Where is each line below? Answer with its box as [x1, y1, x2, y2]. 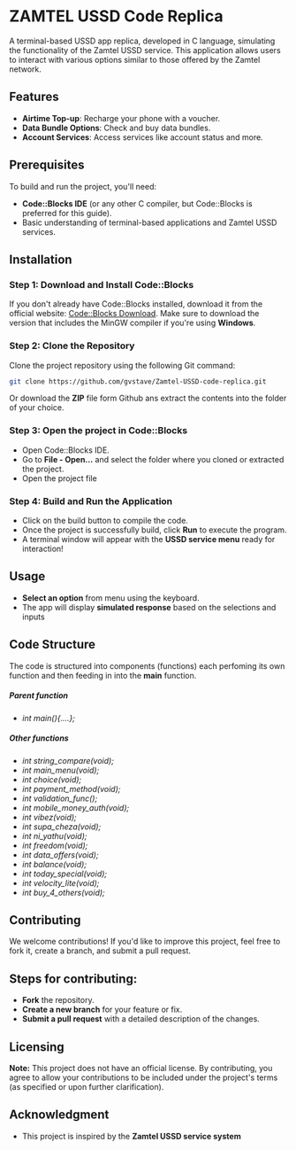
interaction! [21, 543, 64, 555]
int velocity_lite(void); [21, 877, 100, 888]
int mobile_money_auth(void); [21, 802, 130, 812]
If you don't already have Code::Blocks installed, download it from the [9, 299, 263, 309]
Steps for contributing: [9, 971, 138, 986]
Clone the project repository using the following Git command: [9, 360, 236, 370]
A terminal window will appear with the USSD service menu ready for [21, 534, 276, 545]
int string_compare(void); [21, 755, 115, 765]
